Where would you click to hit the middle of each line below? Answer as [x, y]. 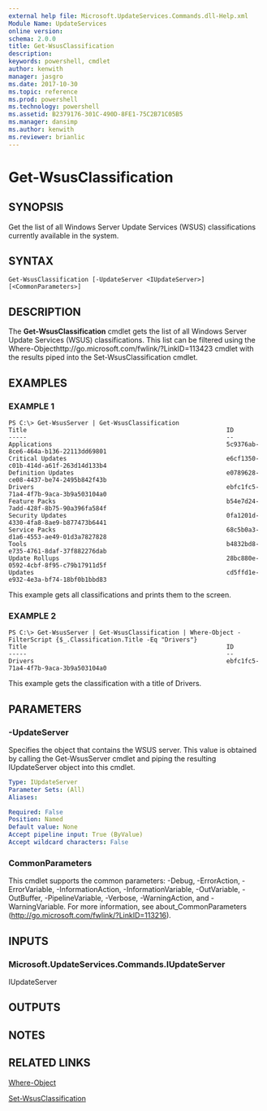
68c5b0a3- [243, 530]
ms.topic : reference [43, 92]
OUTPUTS [34, 1007]
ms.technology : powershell [54, 107]
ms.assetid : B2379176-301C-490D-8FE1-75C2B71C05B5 [96, 115]
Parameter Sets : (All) [47, 790]
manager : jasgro [36, 77]
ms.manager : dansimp [43, 122]
